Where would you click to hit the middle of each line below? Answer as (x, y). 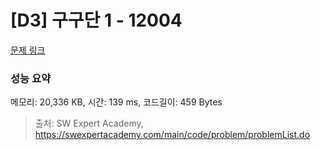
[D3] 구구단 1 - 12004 (96, 20)
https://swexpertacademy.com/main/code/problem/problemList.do (172, 135)
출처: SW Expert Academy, (89, 123)
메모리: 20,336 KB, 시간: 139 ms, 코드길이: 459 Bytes (116, 102)
